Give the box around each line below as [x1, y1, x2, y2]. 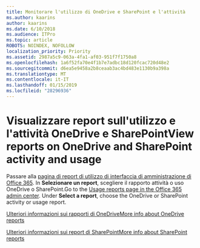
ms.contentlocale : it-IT [6, 76, 69, 82]
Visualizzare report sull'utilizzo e [6, 114, 176, 128]
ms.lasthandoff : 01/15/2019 [6, 82, 78, 89]
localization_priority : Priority [6, 49, 91, 55]
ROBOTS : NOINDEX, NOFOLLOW [6, 43, 75, 49]
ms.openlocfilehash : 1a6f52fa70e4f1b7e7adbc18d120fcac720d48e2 [6, 59, 170, 65]
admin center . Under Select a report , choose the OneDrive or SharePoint [6, 192, 188, 199]
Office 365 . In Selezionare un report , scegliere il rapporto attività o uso [6, 179, 184, 186]
